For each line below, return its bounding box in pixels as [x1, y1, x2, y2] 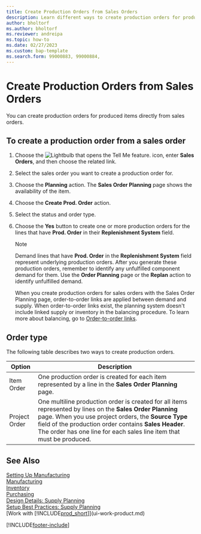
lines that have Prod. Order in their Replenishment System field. [14, 229, 175, 236]
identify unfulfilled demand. [14, 278, 83, 285]
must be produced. [38, 435, 92, 443]
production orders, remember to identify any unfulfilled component [14, 265, 181, 272]
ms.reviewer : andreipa [6, 31, 63, 37]
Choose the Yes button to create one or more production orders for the [14, 223, 190, 230]
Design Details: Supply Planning [6, 497, 85, 504]
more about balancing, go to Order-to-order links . [14, 315, 138, 322]
